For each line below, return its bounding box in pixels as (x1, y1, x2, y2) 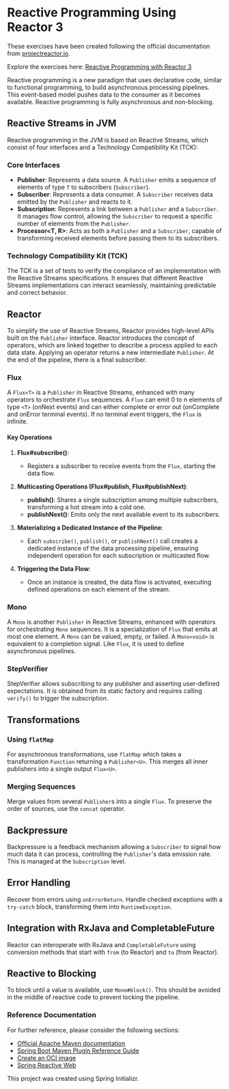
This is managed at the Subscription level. (7, 857, 126, 866)
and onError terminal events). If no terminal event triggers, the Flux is (7, 410, 202, 419)
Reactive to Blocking (7, 968, 97, 979)
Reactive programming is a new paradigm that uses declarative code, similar (7, 75, 222, 84)
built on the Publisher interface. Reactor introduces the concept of (7, 334, 195, 342)
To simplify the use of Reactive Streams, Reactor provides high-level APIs (7, 327, 215, 335)
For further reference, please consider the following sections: (7, 1026, 180, 1034)
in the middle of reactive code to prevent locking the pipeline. (7, 993, 180, 1001)
